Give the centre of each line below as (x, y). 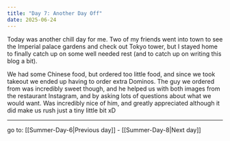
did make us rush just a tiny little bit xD (62, 110)
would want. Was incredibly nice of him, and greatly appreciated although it (114, 103)
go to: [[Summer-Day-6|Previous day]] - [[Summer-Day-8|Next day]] (104, 129)
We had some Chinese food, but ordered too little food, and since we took (111, 74)
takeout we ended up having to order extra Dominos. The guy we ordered (111, 81)
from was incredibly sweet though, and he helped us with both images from (114, 89)
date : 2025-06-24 (32, 20)
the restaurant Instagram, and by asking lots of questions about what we (109, 95)
